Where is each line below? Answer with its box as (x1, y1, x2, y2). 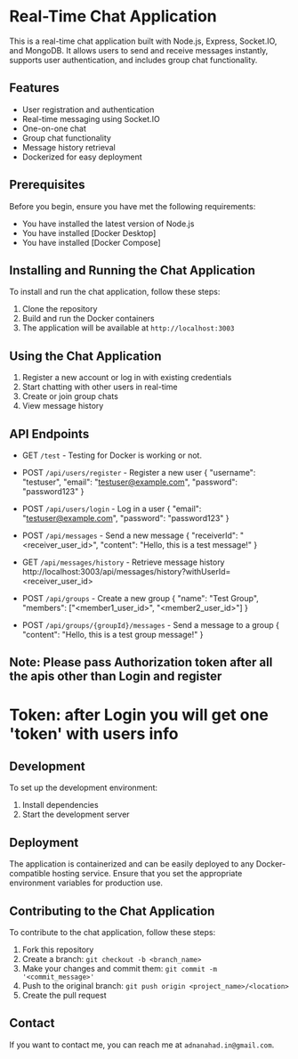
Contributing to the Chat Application (9, 903, 215, 918)
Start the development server (21, 809, 131, 820)
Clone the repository (21, 304, 98, 314)
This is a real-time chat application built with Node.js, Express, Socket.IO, (9, 36, 278, 46)
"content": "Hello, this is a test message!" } (100, 540, 258, 550)
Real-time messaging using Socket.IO (21, 113, 160, 124)
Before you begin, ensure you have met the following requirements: (9, 200, 256, 211)
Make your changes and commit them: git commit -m (21, 964, 218, 974)
